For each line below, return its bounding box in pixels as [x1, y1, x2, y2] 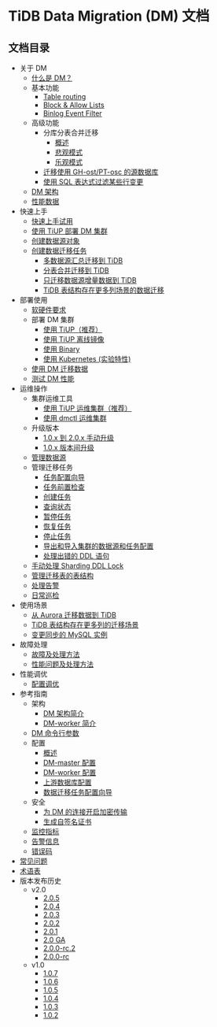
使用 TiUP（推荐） [42, 324, 103, 334]
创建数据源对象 [31, 236, 80, 245]
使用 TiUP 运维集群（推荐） [42, 403, 132, 413]
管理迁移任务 [31, 462, 73, 472]
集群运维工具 [31, 394, 73, 402]
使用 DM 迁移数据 [31, 364, 89, 373]
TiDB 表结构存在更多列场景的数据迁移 [42, 285, 165, 295]
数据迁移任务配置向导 [42, 788, 112, 796]
